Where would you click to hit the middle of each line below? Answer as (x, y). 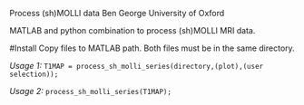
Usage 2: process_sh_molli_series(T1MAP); (91, 91)
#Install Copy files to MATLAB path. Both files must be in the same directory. (152, 48)
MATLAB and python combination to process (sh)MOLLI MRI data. (132, 30)
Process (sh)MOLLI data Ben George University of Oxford (117, 13)
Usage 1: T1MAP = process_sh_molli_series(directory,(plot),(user (137, 66)
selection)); (34, 74)
